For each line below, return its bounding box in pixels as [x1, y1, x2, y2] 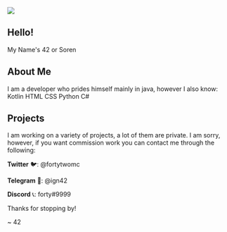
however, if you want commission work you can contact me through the [7, 138, 215, 147]
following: [7, 146, 36, 154]
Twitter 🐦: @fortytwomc [7, 160, 80, 169]
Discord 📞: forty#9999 [7, 190, 72, 199]
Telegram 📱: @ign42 [7, 176, 68, 185]
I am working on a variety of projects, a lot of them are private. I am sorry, [7, 131, 221, 140]
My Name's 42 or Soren [7, 45, 77, 54]
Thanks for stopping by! [7, 204, 77, 213]
